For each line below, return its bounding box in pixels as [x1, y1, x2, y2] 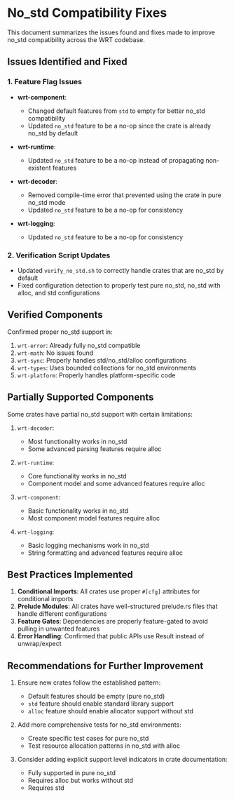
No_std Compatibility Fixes [7, 5, 167, 21]
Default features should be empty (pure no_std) [27, 692, 165, 701]
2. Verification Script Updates [7, 250, 111, 260]
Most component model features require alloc [27, 513, 160, 522]
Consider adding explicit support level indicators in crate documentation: [17, 756, 228, 764]
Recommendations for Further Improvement [7, 659, 204, 671]
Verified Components [7, 309, 103, 321]
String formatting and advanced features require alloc [27, 549, 184, 557]
